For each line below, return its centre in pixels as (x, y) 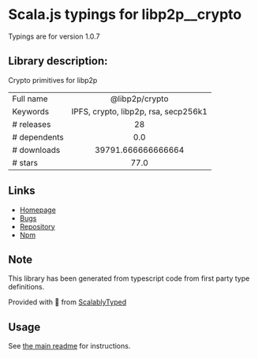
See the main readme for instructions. (69, 346)
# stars (25, 162)
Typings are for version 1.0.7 (54, 36)
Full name (30, 99)
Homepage (38, 210)
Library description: (58, 61)
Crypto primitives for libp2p (53, 80)
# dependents (38, 137)
